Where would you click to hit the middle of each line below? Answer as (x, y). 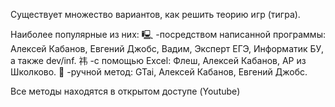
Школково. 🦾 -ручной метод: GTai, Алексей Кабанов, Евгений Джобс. (159, 72)
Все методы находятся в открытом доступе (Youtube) (125, 91)
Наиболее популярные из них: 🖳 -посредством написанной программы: (168, 34)
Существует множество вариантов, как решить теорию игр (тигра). (155, 14)
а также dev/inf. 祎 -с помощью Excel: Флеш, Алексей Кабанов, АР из (158, 60)
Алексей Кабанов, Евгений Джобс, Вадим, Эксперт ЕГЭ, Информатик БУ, (167, 48)
